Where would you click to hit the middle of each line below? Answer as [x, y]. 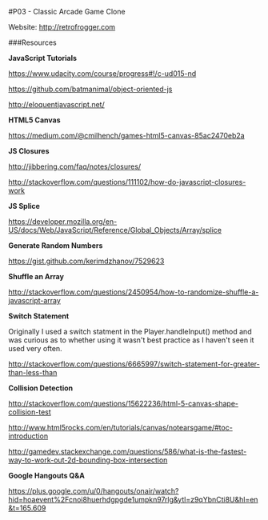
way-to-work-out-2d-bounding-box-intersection [88, 460]
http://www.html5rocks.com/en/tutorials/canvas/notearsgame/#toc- [121, 428]
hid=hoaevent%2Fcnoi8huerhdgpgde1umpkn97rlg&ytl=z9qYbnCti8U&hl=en [133, 500]
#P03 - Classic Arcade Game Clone [67, 12]
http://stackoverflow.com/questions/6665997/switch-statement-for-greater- [134, 364]
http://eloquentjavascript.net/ [57, 104]
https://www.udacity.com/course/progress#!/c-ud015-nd [102, 74]
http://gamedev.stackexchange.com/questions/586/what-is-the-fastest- [128, 452]
